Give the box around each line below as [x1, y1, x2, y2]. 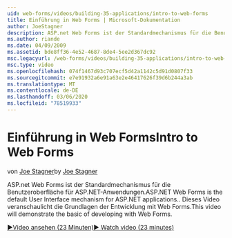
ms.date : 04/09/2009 [7, 42, 67, 49]
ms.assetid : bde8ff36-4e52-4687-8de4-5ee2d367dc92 [7, 49, 156, 56]
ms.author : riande [7, 36, 60, 43]
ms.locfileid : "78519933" [7, 100, 81, 107]
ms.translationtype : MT [7, 81, 76, 88]
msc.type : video [7, 61, 54, 68]
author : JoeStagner [7, 23, 64, 30]
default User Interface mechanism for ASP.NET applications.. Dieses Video [7, 195, 220, 204]
